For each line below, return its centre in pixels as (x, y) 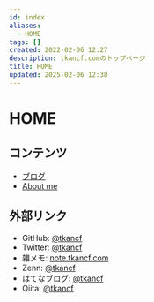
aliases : (25, 26)
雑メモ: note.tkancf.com (65, 258)
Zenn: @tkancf (49, 268)
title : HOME (31, 67)
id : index (27, 17)
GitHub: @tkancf (52, 238)
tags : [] (25, 42)
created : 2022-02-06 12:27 (59, 50)
